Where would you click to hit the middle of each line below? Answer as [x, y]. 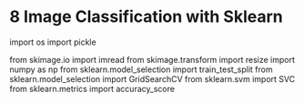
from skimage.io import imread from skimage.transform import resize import [152, 59]
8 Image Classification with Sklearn [147, 17]
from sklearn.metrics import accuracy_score [92, 88]
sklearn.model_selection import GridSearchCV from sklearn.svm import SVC [152, 78]
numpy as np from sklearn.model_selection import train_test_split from [141, 69]
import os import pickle [53, 42]
